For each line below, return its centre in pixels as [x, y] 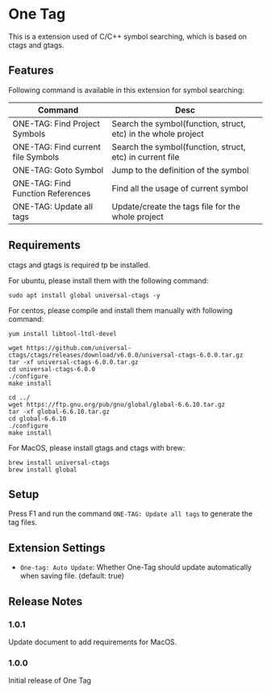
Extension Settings [57, 548]
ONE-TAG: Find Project [56, 124]
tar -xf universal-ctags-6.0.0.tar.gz [73, 362]
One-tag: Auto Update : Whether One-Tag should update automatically [136, 568]
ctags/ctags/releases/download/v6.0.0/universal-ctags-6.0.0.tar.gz [126, 355]
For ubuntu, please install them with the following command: [108, 281]
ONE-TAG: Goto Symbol [58, 170]
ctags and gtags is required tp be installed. [79, 264]
